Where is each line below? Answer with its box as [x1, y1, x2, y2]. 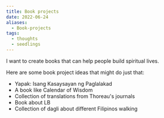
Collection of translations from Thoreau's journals [14, 92, 135, 100]
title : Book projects [6, 8, 59, 15]
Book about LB [14, 99, 51, 106]
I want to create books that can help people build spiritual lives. [6, 57, 159, 65]
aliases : [6, 19, 28, 25]
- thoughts [11, 36, 38, 42]
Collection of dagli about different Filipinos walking [14, 105, 138, 112]
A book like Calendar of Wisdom [14, 86, 93, 93]
